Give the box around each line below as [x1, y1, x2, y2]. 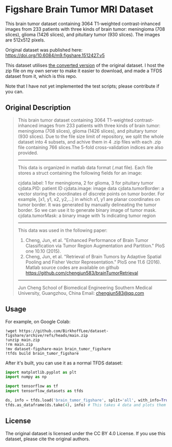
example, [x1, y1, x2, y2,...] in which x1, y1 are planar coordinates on [17, 196, 160, 202]
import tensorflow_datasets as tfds [5, 389, 83, 394]
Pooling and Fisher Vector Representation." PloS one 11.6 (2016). [25, 259, 161, 265]
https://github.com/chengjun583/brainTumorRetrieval [25, 270, 138, 276]
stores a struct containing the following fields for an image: [17, 170, 142, 176]
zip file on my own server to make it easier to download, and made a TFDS [5, 68, 162, 74]
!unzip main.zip [5, 337, 40, 342]
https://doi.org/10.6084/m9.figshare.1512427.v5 [5, 52, 105, 58]
